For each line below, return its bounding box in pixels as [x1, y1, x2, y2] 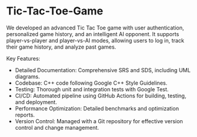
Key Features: [6, 55, 40, 62]
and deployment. [14, 98, 57, 106]
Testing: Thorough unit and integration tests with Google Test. [14, 85, 169, 93]
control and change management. [14, 124, 99, 131]
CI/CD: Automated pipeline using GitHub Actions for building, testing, [14, 92, 187, 99]
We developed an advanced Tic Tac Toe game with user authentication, [6, 24, 184, 31]
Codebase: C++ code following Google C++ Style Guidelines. [14, 79, 167, 87]
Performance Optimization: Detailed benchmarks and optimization [14, 105, 180, 112]
